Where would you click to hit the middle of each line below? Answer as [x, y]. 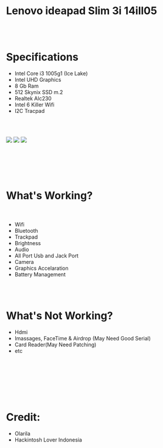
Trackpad [26, 237]
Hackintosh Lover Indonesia [48, 440]
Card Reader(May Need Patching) [55, 345]
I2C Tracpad [30, 111]
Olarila [22, 433]
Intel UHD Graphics [38, 79]
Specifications [42, 57]
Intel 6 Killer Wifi [34, 105]
